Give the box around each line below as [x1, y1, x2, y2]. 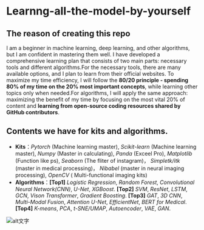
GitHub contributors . [6, 109, 59, 116]
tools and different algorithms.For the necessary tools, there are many [6, 64, 181, 71]
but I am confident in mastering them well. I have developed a [6, 51, 160, 58]
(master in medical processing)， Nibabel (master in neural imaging [15, 165, 185, 172]
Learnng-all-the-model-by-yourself [6, 4, 191, 18]
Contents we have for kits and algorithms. [6, 126, 168, 137]
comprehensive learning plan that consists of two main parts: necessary [6, 57, 187, 64]
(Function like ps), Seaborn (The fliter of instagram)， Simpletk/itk [15, 157, 180, 164]
